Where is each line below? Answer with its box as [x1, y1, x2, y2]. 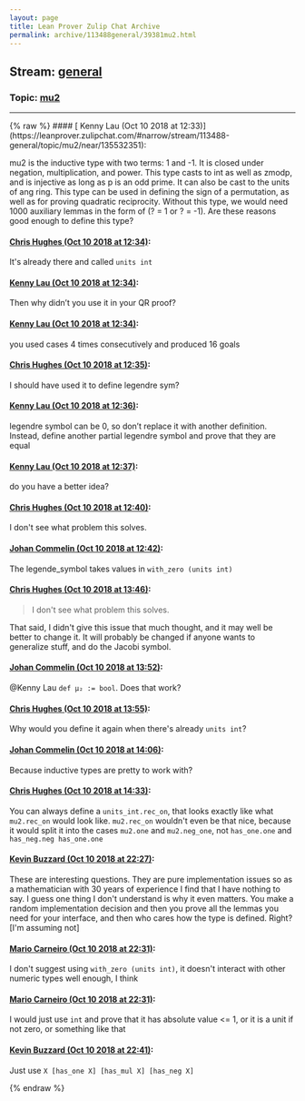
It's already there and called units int [9, 257, 152, 268]
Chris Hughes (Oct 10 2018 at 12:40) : [9, 501, 152, 512]
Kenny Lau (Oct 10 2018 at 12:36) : [9, 400, 139, 411]
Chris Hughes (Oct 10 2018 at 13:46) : [9, 584, 152, 595]
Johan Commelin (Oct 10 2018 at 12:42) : [9, 543, 163, 554]
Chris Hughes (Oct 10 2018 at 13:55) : [9, 702, 151, 714]
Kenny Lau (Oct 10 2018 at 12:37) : [9, 460, 139, 471]
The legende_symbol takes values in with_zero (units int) [9, 563, 233, 574]
